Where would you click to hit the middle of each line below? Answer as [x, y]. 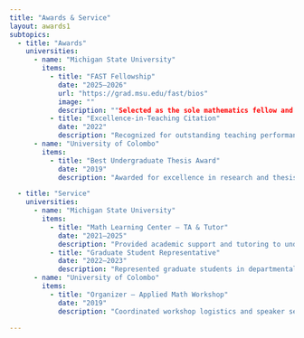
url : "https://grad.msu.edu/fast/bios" [133, 93]
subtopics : [30, 34]
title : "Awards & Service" [60, 18]
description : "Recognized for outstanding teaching [157, 136]
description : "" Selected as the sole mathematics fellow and [176, 110]
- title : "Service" [54, 194]
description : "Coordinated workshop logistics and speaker [171, 311]
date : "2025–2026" [92, 85]
